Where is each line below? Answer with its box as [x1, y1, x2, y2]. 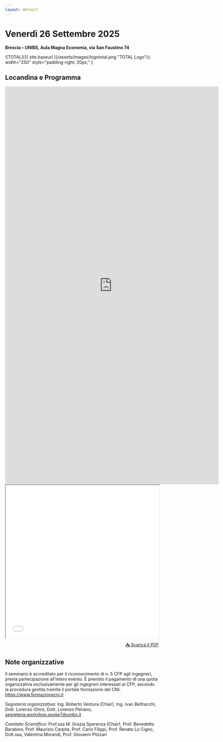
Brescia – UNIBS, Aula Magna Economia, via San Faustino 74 [5, 45, 129, 50]
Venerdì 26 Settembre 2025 [5, 28, 120, 39]
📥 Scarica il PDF [125, 642, 159, 648]
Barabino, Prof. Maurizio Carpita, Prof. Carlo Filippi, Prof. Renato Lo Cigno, [5, 726, 154, 732]
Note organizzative [5, 658, 64, 666]
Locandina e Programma [5, 73, 81, 81]
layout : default [5, 7, 38, 12]
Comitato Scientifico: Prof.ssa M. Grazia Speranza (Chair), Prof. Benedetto [5, 721, 155, 727]
